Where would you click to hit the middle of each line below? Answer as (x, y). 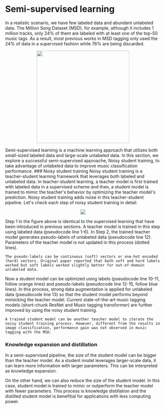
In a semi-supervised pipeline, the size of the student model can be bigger (81, 355)
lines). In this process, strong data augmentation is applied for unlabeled (79, 289)
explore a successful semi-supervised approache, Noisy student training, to (82, 160)
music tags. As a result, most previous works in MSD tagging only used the (82, 38)
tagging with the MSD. (28, 332)
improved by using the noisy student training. (51, 310)
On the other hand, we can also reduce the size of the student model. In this (82, 380)
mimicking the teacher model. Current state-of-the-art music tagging (75, 299)
